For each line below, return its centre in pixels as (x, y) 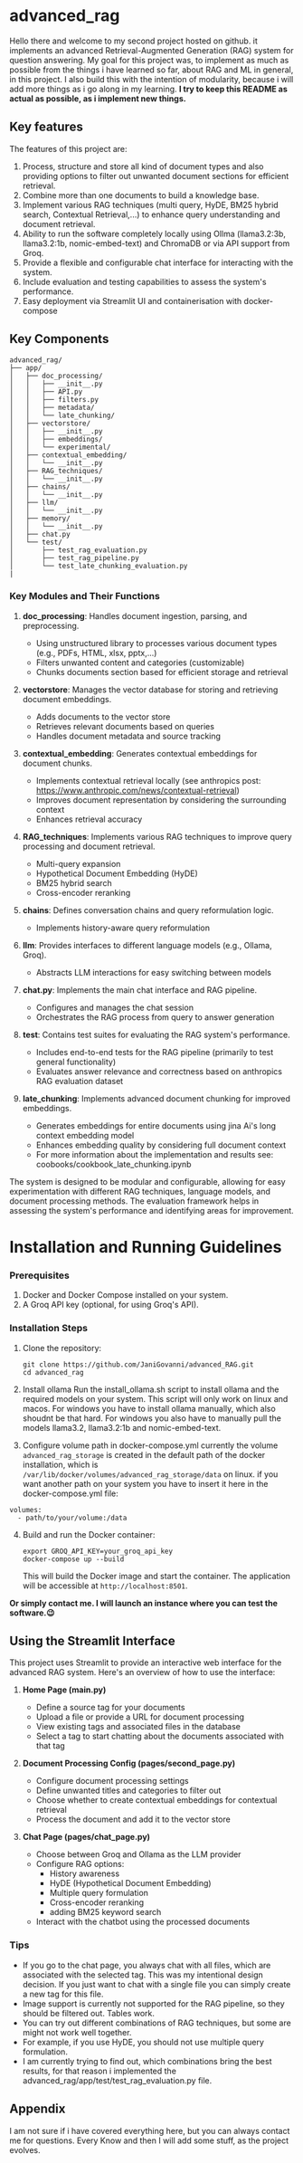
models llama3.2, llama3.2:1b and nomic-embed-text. (122, 1427)
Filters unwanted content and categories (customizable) (140, 662)
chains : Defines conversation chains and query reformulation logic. (148, 910)
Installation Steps (49, 1329)
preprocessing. (51, 625)
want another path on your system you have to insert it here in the (145, 1483)
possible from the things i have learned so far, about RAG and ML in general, (151, 70)
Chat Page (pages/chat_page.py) (86, 1837)
